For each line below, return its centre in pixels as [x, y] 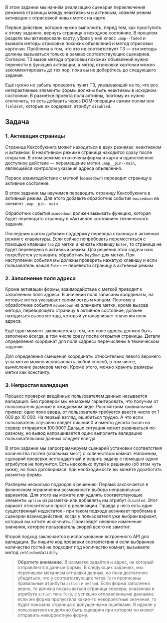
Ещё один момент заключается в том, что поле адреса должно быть [79, 330]
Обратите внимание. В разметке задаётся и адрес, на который [85, 562]
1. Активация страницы [35, 136]
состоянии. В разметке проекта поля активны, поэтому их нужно [75, 95]
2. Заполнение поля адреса [40, 278]
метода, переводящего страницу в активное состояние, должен [74, 310]
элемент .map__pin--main [32, 203]
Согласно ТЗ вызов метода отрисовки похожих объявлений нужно [77, 59]
